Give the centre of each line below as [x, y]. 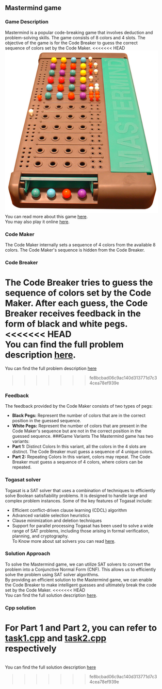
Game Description [27, 22]
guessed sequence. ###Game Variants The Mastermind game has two [83, 436]
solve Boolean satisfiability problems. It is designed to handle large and [76, 496]
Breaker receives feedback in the [73, 314]
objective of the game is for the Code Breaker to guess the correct [72, 43]
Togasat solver [23, 480]
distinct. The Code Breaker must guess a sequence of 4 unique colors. [83, 452]
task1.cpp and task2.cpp [56, 638]
